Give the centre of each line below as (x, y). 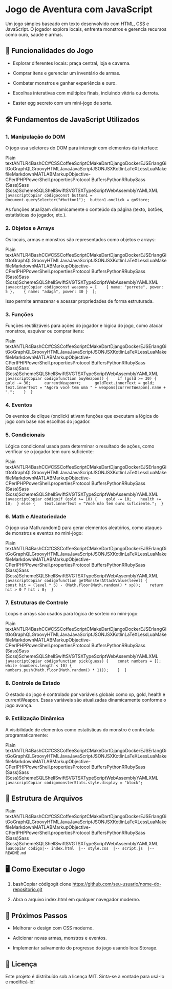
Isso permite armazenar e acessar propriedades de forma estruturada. (80, 301)
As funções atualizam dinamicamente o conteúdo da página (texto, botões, (84, 209)
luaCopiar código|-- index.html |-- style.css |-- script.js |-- (80, 848)
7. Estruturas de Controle (37, 603)
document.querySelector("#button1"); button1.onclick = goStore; (78, 200)
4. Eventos (19, 405)
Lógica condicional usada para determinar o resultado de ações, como (80, 446)
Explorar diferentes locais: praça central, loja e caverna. (71, 63)
